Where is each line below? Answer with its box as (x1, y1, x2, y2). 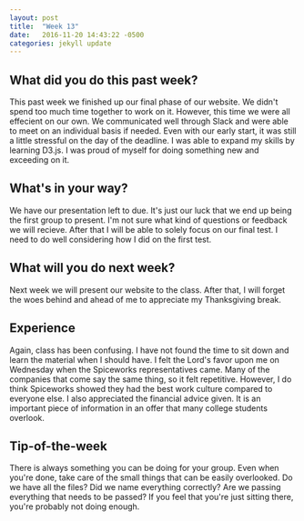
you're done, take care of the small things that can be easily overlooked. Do (9, 472, 293, 483)
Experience (9, 320, 76, 336)
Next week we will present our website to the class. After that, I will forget (9, 284, 286, 296)
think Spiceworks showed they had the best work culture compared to (9, 383, 273, 394)
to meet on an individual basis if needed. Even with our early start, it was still (9, 125, 297, 136)
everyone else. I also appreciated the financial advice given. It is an (9, 393, 261, 404)
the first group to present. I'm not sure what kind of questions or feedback (9, 215, 288, 225)
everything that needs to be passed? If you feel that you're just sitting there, (9, 492, 294, 503)
